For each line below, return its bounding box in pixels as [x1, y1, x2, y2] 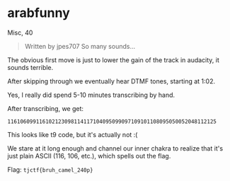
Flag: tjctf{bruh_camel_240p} [7, 165, 93, 174]
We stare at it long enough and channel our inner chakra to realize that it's [7, 144, 224, 153]
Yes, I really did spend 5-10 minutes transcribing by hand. [7, 90, 176, 99]
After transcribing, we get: [7, 104, 84, 112]
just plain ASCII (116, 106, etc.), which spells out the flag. [7, 151, 171, 160]
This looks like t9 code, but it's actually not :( [7, 130, 138, 139]
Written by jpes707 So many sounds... [24, 42, 136, 50]
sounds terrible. [7, 63, 54, 71]
